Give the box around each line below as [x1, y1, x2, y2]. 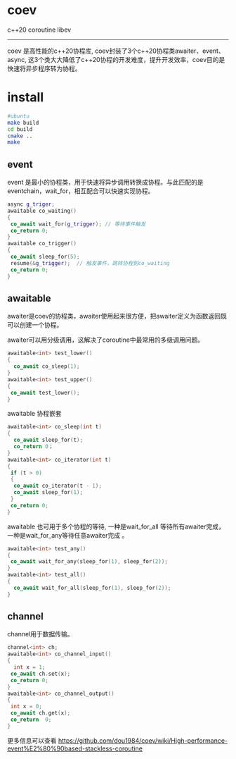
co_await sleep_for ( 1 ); [13, 489, 83, 496]
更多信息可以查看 [7, 736, 57, 745]
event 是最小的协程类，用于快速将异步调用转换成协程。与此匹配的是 [7, 178, 204, 187]
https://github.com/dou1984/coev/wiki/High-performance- [58, 736, 228, 745]
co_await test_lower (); [10, 389, 80, 396]
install [7, 90, 44, 106]
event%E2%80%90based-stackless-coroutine [7, 744, 143, 753]
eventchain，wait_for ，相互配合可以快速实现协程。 [7, 187, 155, 195]
